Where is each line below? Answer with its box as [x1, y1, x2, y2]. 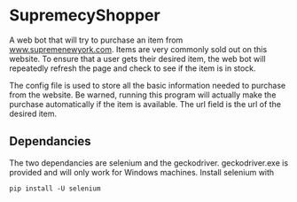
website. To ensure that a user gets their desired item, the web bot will [9, 53, 266, 64]
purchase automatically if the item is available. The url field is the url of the [9, 98, 282, 109]
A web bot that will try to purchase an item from [9, 35, 184, 45]
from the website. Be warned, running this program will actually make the [9, 89, 277, 100]
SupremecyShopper [9, 5, 161, 26]
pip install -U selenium [9, 183, 101, 193]
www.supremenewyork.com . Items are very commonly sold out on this [9, 43, 268, 54]
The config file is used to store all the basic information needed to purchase [9, 80, 286, 90]
